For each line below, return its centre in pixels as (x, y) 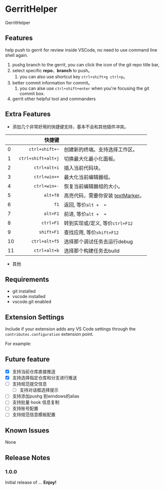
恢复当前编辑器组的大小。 (93, 186)
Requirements (27, 279)
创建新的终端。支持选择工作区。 (101, 149)
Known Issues (27, 430)
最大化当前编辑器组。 (88, 177)
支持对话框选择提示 (39, 390)
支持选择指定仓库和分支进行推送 (44, 378)
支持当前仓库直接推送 (34, 371)
